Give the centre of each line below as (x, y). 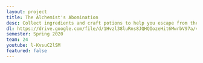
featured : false (27, 51)
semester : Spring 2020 (35, 34)
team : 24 (17, 40)
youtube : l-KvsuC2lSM (34, 46)
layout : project (27, 12)
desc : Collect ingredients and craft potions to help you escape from (97, 23)
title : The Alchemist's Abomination (52, 17)
